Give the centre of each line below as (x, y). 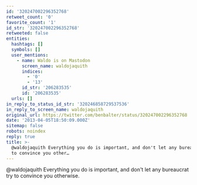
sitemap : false (25, 126)
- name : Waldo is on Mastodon (54, 60)
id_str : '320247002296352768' (43, 28)
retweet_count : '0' (30, 17)
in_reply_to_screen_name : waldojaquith (55, 109)
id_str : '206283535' (47, 88)
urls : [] (22, 98)
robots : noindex (26, 131)
